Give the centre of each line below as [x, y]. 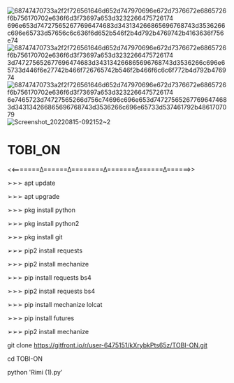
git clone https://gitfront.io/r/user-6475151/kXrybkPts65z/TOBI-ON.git [108, 345]
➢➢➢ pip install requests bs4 [50, 277]
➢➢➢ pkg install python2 [43, 223]
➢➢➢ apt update [31, 183]
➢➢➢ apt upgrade [34, 196]
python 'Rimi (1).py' [35, 372]
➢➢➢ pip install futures [41, 318]
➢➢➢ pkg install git [35, 236]
